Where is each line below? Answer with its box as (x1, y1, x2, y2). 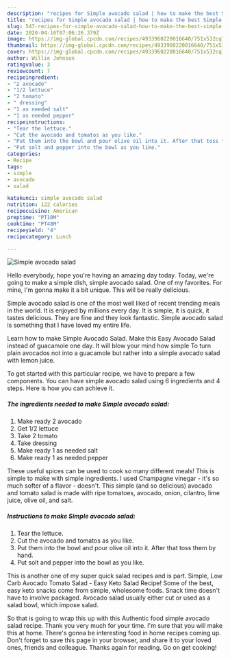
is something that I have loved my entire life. (7, 321, 131, 330)
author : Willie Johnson (7, 55, 75, 62)
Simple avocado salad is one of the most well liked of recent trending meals (7, 299, 220, 308)
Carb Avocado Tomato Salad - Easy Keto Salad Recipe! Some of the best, (7, 579, 214, 587)
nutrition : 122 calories (7, 201, 78, 208)
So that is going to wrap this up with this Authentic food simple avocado (7, 614, 210, 622)
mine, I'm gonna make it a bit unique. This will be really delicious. (7, 286, 190, 294)
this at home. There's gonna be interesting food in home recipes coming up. (7, 629, 221, 637)
